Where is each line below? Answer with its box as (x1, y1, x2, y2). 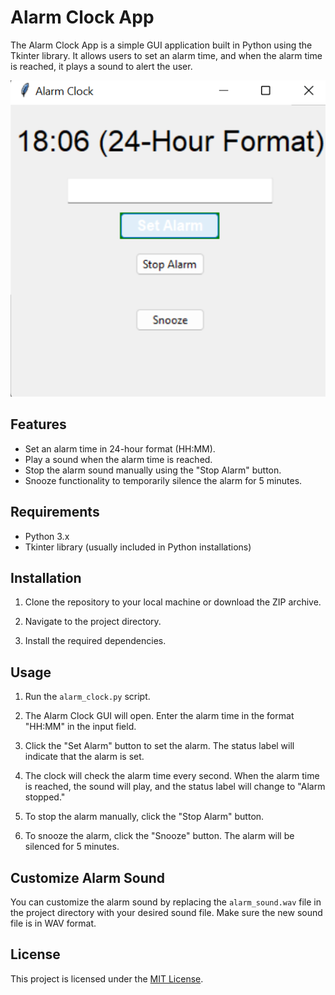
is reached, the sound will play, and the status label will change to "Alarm (24, 781, 326, 793)
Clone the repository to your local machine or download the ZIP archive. (24, 596, 322, 608)
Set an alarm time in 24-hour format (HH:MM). (24, 442, 216, 455)
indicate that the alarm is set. (24, 751, 145, 763)
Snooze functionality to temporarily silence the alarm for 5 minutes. (24, 474, 303, 486)
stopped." (24, 791, 66, 803)
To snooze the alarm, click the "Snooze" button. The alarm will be (24, 830, 295, 842)
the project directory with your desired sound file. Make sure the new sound (10, 906, 323, 918)
